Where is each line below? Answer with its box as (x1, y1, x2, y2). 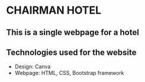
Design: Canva (14, 63, 51, 70)
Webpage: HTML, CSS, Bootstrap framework (14, 70, 124, 77)
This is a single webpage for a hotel (6, 27, 139, 37)
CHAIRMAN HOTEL (6, 4, 102, 17)
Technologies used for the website (6, 47, 137, 57)
